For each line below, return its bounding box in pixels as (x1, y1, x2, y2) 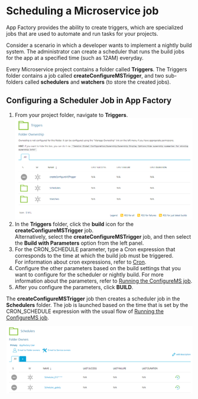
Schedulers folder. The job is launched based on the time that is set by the (6, 302, 189, 309)
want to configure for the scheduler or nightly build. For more (14, 271, 164, 278)
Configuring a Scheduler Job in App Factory (6, 96, 172, 106)
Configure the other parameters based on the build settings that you (14, 265, 181, 272)
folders (6, 78, 24, 85)
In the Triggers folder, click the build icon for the (14, 221, 134, 228)
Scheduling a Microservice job (6, 4, 159, 18)
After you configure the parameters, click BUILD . (14, 284, 134, 291)
